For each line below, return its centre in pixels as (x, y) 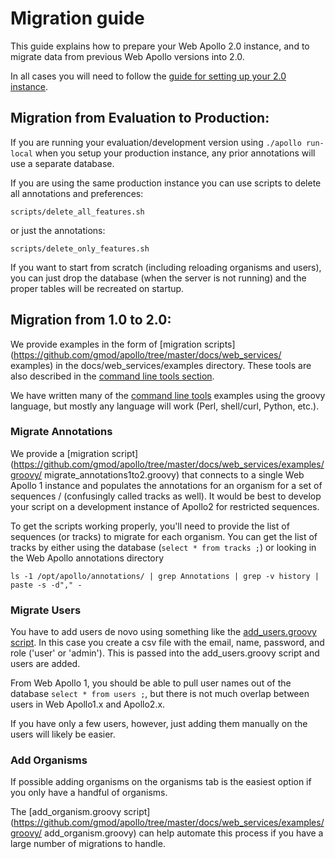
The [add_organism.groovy (66, 812)
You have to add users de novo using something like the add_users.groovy (163, 632)
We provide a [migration (60, 453)
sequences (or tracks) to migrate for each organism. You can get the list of (164, 536)
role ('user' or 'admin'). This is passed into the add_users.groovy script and (165, 653)
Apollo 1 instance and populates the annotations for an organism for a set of (166, 485)
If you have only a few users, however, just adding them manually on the (159, 724)
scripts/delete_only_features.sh (80, 248)
